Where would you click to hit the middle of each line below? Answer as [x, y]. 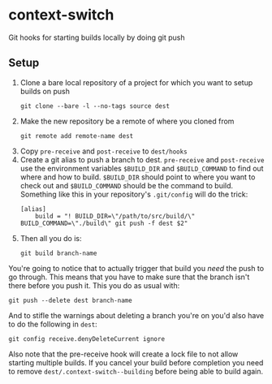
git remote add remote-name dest [77, 136]
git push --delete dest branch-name [70, 300]
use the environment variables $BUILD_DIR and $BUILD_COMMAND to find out [142, 168]
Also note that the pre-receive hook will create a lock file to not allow [123, 354]
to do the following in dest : [53, 324]
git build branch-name [58, 253]
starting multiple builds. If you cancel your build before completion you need [136, 362]
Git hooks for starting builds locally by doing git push [97, 37]
